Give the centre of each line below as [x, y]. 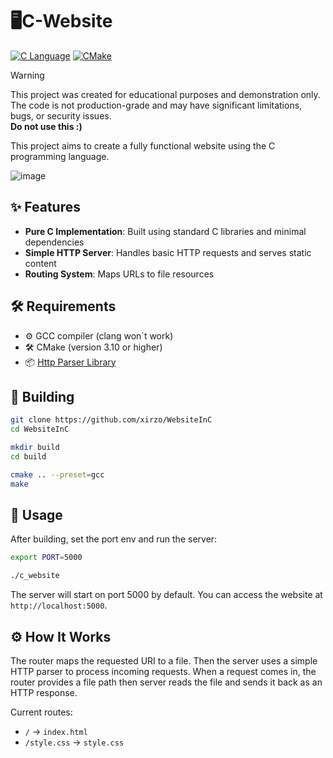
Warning [27, 75]
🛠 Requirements [63, 306]
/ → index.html [56, 731]
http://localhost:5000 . [59, 605]
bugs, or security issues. [61, 115]
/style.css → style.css [74, 742]
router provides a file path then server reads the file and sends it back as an [166, 682]
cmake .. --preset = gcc [57, 474]
